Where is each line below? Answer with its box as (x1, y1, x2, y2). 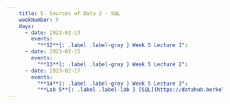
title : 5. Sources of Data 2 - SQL (19, 10, 121, 17)
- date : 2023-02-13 (24, 29, 80, 36)
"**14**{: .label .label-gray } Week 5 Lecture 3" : (36, 80, 188, 87)
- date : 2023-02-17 (24, 67, 80, 74)
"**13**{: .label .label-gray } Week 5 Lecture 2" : (36, 61, 188, 68)
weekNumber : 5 (19, 16, 59, 23)
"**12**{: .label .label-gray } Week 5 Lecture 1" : (36, 42, 188, 49)
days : (19, 23, 35, 29)
